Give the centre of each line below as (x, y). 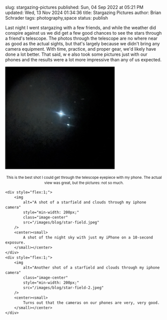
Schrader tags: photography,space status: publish (57, 18)
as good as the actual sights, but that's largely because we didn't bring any (82, 44)
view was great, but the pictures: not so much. (84, 183)
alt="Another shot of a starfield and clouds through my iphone (91, 268)
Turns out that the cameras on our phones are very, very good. (91, 303)
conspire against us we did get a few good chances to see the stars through (83, 33)
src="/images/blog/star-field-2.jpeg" (63, 288)
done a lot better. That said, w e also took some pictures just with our (76, 54)
